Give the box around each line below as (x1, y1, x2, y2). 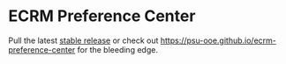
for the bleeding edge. (77, 44, 158, 54)
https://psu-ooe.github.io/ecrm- (160, 35, 277, 46)
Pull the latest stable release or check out (8, 35, 159, 46)
